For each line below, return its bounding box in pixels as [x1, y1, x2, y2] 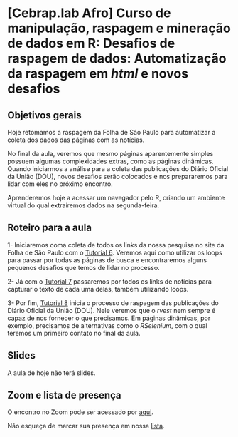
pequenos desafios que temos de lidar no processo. [7, 263, 160, 272]
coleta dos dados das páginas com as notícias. [7, 135, 145, 144]
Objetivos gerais [7, 109, 82, 121]
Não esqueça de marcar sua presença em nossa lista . [7, 422, 165, 431]
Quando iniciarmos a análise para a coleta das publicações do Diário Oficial [7, 165, 229, 173]
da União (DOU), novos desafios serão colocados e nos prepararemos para [7, 173, 228, 180]
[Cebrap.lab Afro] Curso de [7, 5, 171, 21]
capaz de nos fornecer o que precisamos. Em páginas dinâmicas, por [7, 314, 211, 322]
